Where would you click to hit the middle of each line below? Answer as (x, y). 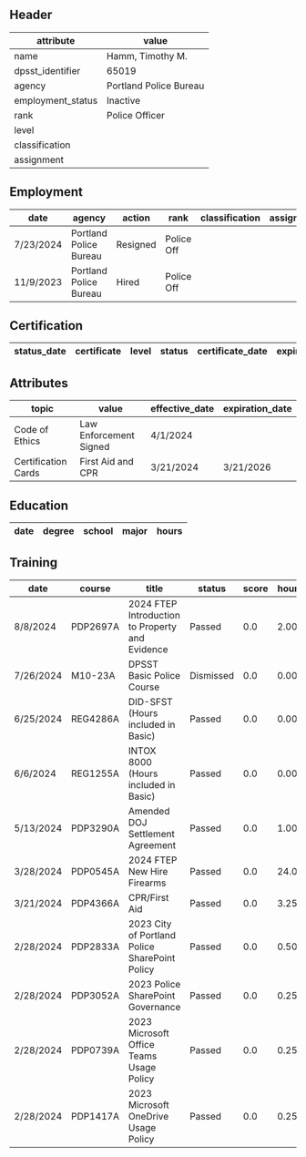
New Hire (148, 871)
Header (31, 15)
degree (58, 531)
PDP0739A (96, 1049)
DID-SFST (150, 701)
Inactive (123, 100)
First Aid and (107, 462)
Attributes (39, 383)
